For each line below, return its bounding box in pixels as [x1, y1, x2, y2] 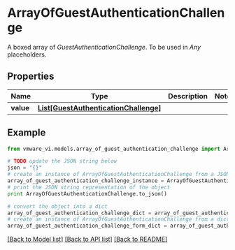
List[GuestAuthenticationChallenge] [37, 103, 162, 112]
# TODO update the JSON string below [7, 158, 117, 165]
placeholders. [7, 50, 47, 59]
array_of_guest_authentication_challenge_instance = [7, 177, 164, 184]
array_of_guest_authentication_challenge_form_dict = [7, 222, 168, 230]
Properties [7, 71, 55, 82]
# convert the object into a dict [7, 203, 108, 210]
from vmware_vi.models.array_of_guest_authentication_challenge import [7, 145, 220, 152]
